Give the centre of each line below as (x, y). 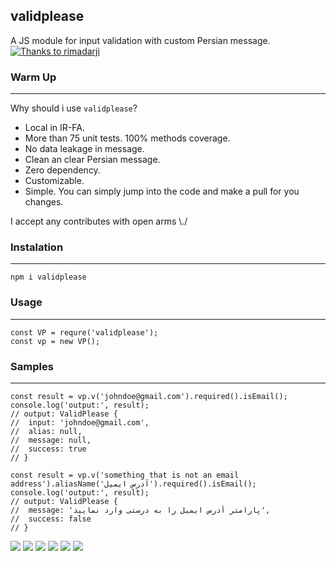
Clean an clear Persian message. (92, 160)
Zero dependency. (62, 170)
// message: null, (51, 440)
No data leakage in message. (84, 149)
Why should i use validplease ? (74, 108)
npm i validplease (48, 277)
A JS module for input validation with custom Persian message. (140, 40)
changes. (44, 202)
